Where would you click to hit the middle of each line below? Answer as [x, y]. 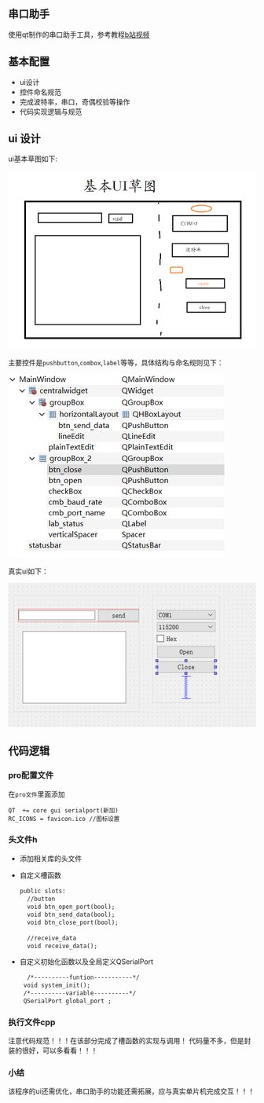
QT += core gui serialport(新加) [64, 810]
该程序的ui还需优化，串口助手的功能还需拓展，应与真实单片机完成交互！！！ [132, 1091]
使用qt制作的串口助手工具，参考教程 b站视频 [79, 35]
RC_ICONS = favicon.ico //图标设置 [64, 819]
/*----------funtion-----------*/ [83, 977]
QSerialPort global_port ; [67, 1001]
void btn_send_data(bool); [71, 914]
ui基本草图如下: [33, 159]
